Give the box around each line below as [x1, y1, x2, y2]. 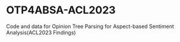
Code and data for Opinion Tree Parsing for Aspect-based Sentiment [6, 23, 174, 30]
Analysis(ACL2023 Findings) [6, 29, 76, 36]
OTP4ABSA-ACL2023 [6, 3, 116, 17]
